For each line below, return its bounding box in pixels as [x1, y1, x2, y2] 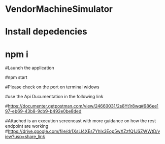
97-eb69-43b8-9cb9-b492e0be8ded [5, 108, 82, 114]
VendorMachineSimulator [5, 3, 113, 15]
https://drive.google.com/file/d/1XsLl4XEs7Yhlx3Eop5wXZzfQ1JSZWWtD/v [7, 128, 160, 134]
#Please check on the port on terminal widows [5, 84, 99, 90]
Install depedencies [5, 26, 88, 37]
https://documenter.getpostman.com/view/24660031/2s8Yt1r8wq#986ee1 [7, 103, 159, 109]
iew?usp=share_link [5, 134, 45, 140]
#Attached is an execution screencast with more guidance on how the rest [5, 118, 156, 124]
